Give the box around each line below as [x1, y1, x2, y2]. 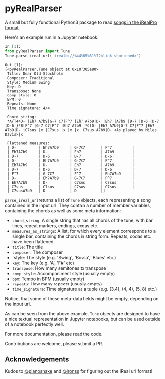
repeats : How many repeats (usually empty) [12, 281, 102, 286]
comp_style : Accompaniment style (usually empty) [12, 270, 115, 276]
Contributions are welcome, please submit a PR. [5, 340, 103, 346]
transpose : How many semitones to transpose [12, 265, 106, 271]
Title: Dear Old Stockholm [7, 71, 64, 76]
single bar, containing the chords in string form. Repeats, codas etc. [12, 233, 152, 239]
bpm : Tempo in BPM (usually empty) [12, 276, 85, 282]
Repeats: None [7, 101, 37, 106]
